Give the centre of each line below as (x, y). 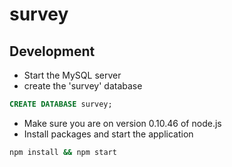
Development (52, 51)
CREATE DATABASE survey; (61, 104)
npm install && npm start (63, 152)
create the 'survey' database (83, 86)
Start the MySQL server (72, 75)
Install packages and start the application (108, 134)
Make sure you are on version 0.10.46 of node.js (122, 123)
